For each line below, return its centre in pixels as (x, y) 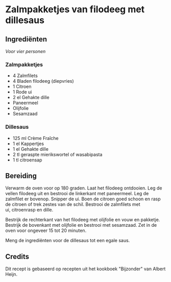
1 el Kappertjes (28, 144)
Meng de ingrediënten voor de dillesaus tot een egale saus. (68, 241)
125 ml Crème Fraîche (35, 138)
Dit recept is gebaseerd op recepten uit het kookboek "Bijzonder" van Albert (86, 269)
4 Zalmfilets (25, 76)
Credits (17, 256)
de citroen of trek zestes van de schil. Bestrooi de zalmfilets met (73, 204)
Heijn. (11, 274)
